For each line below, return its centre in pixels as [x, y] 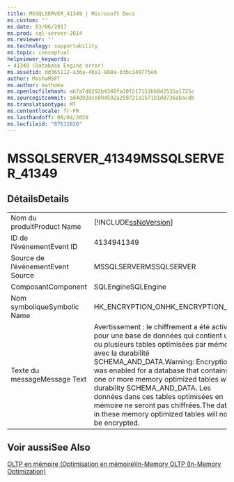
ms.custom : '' [28, 20]
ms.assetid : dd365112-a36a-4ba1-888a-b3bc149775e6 [82, 72]
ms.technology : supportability [53, 46]
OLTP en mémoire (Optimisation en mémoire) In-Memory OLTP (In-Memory [114, 464]
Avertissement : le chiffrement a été [152, 326]
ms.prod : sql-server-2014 [45, 33]
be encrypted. [117, 423]
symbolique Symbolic [45, 306]
